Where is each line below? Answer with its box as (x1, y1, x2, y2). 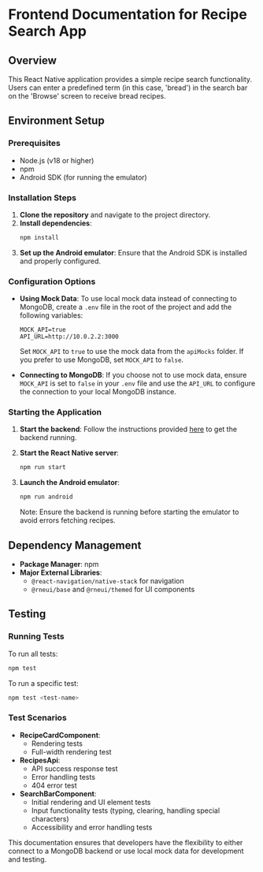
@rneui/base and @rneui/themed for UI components (31, 585, 195, 594)
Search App (8, 22, 87, 40)
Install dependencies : (19, 218, 92, 228)
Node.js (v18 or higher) (19, 155, 94, 165)
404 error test (31, 781, 77, 790)
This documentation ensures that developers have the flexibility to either (8, 837, 243, 847)
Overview (8, 54, 57, 67)
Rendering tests (31, 739, 83, 748)
